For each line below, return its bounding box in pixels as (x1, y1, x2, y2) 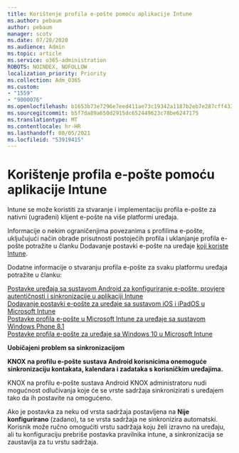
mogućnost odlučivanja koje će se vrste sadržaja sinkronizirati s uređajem (7, 386, 224, 395)
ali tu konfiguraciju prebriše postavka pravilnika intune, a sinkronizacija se (7, 430, 224, 439)
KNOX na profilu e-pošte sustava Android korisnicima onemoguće (7, 357, 208, 366)
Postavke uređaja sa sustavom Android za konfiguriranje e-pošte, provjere (7, 284, 225, 293)
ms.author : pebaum (7, 17, 62, 24)
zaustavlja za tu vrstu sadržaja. (7, 438, 98, 447)
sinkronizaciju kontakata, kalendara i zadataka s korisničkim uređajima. (7, 365, 223, 373)
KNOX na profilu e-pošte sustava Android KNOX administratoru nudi (7, 378, 207, 388)
